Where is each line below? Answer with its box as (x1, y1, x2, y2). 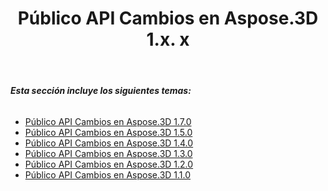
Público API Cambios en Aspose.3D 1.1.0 (24, 168, 192, 181)
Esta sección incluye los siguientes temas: (10, 85, 192, 97)
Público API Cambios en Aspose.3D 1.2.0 (24, 158, 194, 170)
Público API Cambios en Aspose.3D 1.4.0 (24, 137, 194, 149)
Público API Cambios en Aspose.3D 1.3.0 (24, 147, 193, 159)
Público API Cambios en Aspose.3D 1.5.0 (24, 126, 193, 138)
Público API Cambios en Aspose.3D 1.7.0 (24, 115, 192, 127)
